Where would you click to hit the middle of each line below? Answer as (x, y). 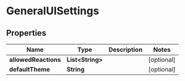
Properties (26, 33)
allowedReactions (35, 60)
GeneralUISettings (53, 11)
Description (125, 50)
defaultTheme (30, 69)
